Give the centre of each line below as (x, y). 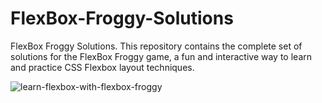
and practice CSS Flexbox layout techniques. (102, 67)
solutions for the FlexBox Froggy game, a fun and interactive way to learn (161, 56)
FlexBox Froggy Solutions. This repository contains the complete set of (156, 46)
